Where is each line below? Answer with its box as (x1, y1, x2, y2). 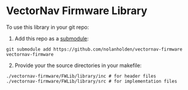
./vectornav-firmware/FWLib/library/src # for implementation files (6, 78, 177, 84)
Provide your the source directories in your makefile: (14, 62, 142, 69)
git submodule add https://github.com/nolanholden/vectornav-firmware (6, 46, 183, 52)
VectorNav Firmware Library (6, 4, 148, 18)
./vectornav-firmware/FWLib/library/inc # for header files (6, 73, 157, 79)
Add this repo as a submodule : (14, 35, 89, 42)
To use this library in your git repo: (6, 24, 89, 31)
